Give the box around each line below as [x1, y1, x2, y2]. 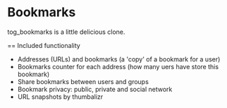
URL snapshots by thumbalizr [17, 92, 104, 101]
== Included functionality [7, 41, 81, 49]
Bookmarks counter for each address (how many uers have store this [17, 62, 219, 71]
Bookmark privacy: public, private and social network [17, 85, 173, 93]
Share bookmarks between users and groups [17, 77, 149, 85]
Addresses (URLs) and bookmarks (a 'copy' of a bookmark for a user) [17, 54, 221, 64]
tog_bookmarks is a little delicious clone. [7, 28, 125, 36]
